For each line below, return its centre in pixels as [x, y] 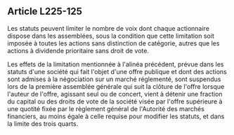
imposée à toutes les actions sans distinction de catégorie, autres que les [113, 43]
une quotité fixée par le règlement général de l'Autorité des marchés [106, 108]
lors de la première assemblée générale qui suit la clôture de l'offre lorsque [116, 86]
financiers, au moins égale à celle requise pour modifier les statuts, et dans [116, 116]
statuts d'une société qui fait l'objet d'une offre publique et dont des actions [117, 71]
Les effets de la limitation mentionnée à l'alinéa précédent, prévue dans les [116, 64]
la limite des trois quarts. [43, 123]
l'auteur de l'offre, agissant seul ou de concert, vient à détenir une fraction [115, 94]
